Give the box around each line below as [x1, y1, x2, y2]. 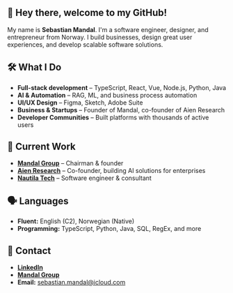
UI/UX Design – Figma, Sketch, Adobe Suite [17, 98, 143, 107]
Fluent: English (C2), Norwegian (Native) [17, 217, 135, 225]
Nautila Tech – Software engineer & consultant [17, 174, 152, 182]
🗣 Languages [7, 195, 69, 206]
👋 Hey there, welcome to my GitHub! [7, 7, 168, 19]
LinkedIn [17, 263, 43, 272]
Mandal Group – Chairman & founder [17, 159, 124, 167]
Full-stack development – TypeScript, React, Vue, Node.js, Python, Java [17, 83, 227, 91]
